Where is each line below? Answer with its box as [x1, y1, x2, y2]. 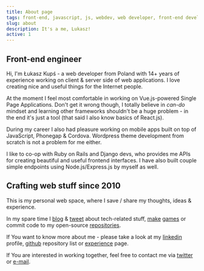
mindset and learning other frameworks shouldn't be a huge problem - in [6, 107, 189, 115]
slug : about [6, 20, 36, 26]
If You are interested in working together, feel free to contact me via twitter [6, 251, 193, 258]
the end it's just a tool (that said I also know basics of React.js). [6, 113, 164, 121]
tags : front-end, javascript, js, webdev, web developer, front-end [6, 15, 183, 21]
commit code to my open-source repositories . [6, 221, 121, 229]
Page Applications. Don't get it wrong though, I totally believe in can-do [6, 101, 185, 108]
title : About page [6, 8, 53, 15]
